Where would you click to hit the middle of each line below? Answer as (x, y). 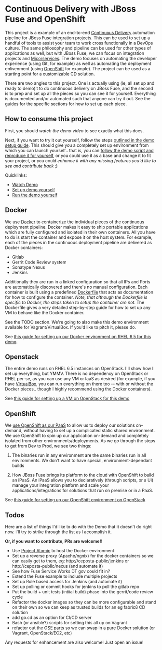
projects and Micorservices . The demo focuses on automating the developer (81, 58)
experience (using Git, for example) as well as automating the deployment (78, 63)
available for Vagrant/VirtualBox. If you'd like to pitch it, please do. (71, 327)
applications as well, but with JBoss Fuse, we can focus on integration (75, 53)
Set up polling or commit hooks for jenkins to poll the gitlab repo (76, 587)
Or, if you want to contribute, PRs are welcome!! (54, 541)
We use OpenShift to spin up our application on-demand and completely (77, 436)
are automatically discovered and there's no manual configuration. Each (76, 287)
